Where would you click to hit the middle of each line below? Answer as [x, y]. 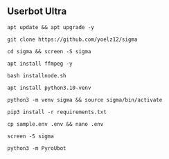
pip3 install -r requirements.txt [57, 112]
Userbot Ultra [37, 11]
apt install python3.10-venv [49, 88]
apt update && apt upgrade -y [51, 27]
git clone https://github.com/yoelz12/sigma [72, 39]
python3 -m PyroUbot [37, 148]
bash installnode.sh [37, 75]
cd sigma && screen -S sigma [49, 51]
